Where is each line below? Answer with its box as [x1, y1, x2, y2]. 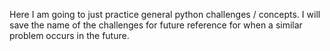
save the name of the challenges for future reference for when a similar [9, 19, 303, 31]
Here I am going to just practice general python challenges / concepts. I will [9, 9, 321, 20]
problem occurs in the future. [9, 30, 130, 41]
